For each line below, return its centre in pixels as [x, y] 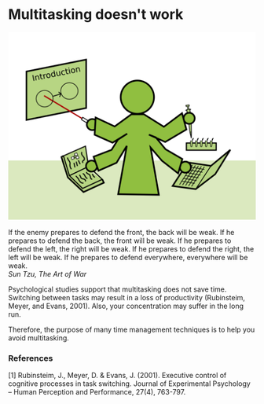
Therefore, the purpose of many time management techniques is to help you [132, 330]
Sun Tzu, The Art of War [48, 274]
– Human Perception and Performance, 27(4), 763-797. [97, 392]
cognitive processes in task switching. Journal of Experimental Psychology [130, 384]
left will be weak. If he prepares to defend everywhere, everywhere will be [128, 258]
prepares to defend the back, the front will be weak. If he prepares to [120, 241]
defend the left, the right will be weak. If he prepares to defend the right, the [131, 249]
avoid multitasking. [38, 338]
